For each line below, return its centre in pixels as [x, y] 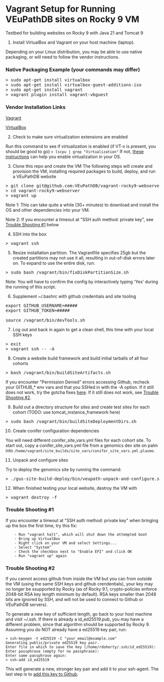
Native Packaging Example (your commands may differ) [73, 69]
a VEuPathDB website [34, 176]
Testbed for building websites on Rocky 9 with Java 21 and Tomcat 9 [74, 33]
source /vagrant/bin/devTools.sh [46, 320]
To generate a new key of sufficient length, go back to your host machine [79, 614]
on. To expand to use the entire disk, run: [54, 263]
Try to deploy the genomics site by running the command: [64, 469]
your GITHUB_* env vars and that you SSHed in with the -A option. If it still [80, 387]
